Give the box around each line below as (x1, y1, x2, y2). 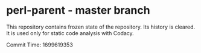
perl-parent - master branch (6, 4, 150, 17)
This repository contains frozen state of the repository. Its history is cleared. (6, 23, 195, 30)
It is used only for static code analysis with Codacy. (6, 29, 134, 36)
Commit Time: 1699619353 (6, 41, 74, 48)
